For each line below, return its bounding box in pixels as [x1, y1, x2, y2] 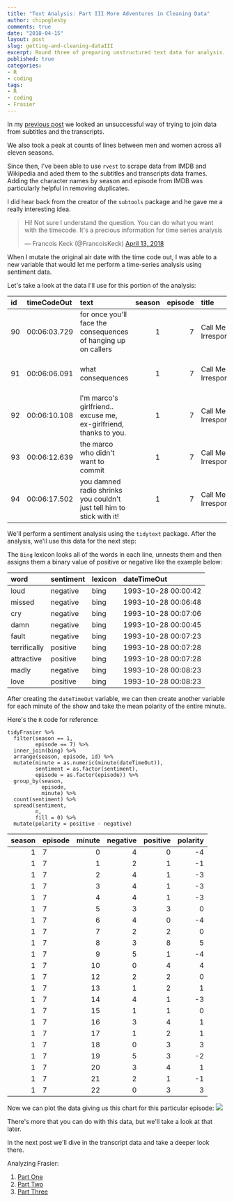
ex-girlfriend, [79, 419, 124, 429]
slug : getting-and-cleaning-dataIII [7, 43, 114, 49]
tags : [7, 82, 23, 88]
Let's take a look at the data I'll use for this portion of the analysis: [7, 281, 196, 289]
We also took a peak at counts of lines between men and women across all [7, 141, 221, 149]
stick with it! [79, 511, 120, 521]
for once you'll [79, 309, 127, 319]
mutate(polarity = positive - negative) [13, 820, 132, 827]
